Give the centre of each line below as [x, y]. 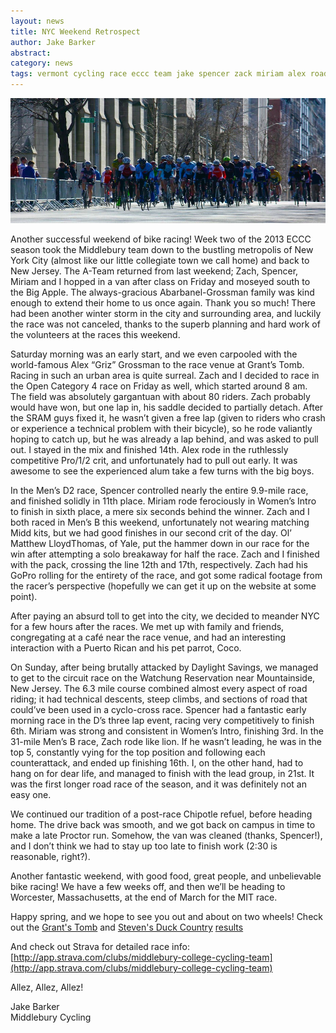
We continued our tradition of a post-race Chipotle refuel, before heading [161, 814]
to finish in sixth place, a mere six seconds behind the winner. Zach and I [160, 512]
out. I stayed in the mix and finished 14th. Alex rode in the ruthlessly [149, 450]
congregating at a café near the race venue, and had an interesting [148, 637]
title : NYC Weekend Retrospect [75, 31]
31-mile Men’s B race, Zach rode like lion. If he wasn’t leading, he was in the [166, 742]
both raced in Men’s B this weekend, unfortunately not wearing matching [160, 522]
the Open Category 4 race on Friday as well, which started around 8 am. [159, 386]
